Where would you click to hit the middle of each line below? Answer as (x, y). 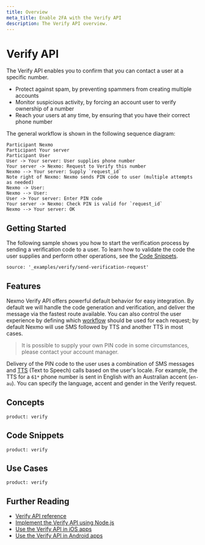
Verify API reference (41, 516)
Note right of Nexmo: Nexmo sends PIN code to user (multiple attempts (99, 177)
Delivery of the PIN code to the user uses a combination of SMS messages (100, 363)
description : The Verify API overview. (57, 23)
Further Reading (38, 501)
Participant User (28, 156)
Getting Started (36, 228)
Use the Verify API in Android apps (59, 536)
